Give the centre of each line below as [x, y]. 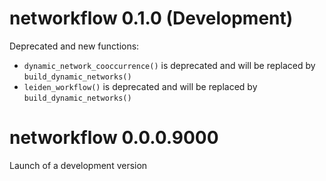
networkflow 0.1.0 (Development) [151, 18]
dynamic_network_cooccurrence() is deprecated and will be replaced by [169, 65]
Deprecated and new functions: [74, 46]
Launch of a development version [78, 165]
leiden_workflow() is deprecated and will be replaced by [140, 86]
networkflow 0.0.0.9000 [114, 138]
